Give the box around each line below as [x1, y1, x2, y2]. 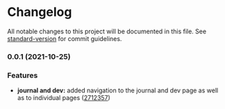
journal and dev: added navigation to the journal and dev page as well [17, 86, 219, 94]
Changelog [7, 4, 72, 20]
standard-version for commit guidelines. [7, 34, 122, 42]
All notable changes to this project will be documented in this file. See [7, 27, 207, 35]
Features [7, 70, 38, 80]
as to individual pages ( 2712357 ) [17, 94, 111, 102]
